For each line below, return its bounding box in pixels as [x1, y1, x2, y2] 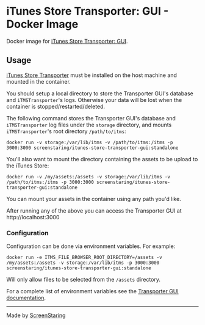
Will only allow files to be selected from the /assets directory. [6, 276, 160, 283]
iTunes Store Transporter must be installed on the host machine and [6, 71, 177, 79]
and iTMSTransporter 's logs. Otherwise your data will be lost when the [6, 96, 182, 103]
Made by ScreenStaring [6, 312, 66, 319]
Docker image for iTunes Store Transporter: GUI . [6, 37, 128, 45]
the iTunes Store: [6, 162, 49, 169]
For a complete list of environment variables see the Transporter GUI [6, 288, 179, 295]
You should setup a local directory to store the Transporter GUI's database [6, 90, 194, 97]
